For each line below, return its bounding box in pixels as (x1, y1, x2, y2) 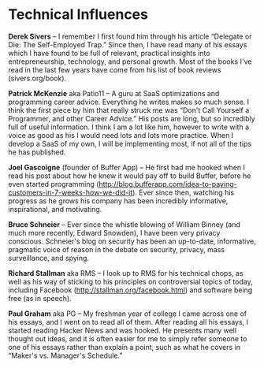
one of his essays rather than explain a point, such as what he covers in (8, 342, 240, 351)
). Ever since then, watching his (132, 188, 235, 197)
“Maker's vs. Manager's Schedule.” (8, 351, 123, 360)
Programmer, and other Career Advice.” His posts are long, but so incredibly (8, 113, 255, 123)
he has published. (8, 147, 66, 157)
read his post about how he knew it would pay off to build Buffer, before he (8, 171, 251, 180)
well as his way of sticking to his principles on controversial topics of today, (8, 277, 254, 286)
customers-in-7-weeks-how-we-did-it (8, 188, 133, 197)
